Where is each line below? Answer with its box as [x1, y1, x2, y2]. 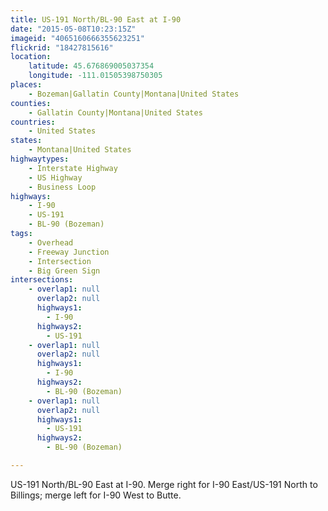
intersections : [10, 275, 74, 285]
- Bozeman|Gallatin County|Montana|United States [28, 89, 240, 99]
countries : [10, 117, 56, 127]
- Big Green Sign [28, 266, 101, 276]
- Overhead [28, 237, 74, 248]
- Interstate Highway [28, 163, 118, 173]
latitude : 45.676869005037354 [28, 61, 155, 71]
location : [10, 52, 52, 62]
